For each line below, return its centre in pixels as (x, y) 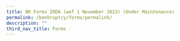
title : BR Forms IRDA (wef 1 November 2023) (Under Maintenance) (90, 12)
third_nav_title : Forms (36, 29)
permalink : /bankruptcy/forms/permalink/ (59, 17)
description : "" (27, 23)
